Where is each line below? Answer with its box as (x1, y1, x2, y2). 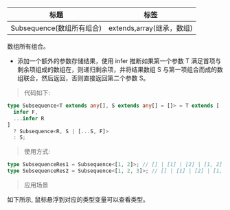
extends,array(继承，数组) (108, 23, 194, 33)
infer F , (13, 108, 38, 115)
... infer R (13, 115, 45, 122)
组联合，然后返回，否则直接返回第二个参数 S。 (16, 74, 150, 82)
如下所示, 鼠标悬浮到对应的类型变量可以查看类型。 (7, 196, 149, 203)
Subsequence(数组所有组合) (10, 23, 102, 33)
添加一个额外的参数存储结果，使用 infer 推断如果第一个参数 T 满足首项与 (16, 57, 222, 65)
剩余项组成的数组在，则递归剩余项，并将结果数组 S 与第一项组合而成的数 (16, 65, 223, 73)
